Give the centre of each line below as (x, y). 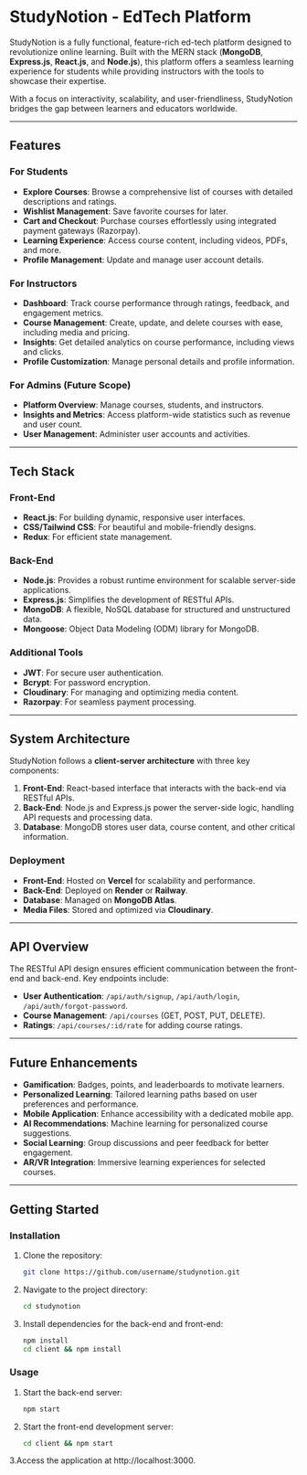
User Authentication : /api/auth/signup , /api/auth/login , (131, 996)
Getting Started (54, 1210)
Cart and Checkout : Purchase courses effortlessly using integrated (149, 220)
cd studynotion (52, 1306)
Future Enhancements (74, 1062)
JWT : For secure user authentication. (93, 673)
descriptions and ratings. (69, 201)
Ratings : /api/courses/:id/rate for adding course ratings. (133, 1025)
